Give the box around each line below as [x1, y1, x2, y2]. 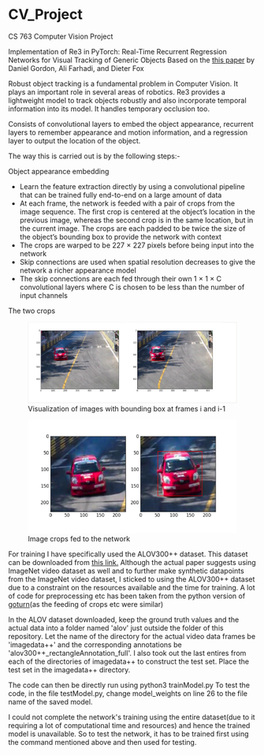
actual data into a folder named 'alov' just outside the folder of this [8, 623, 224, 632]
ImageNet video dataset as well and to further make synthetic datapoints [8, 566, 244, 575]
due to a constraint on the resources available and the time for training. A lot [8, 582, 255, 592]
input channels [19, 290, 69, 300]
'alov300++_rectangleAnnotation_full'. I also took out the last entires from [8, 648, 247, 657]
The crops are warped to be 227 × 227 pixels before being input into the [19, 240, 255, 250]
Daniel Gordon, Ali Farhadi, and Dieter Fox [8, 63, 144, 73]
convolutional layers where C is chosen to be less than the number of [19, 282, 245, 292]
